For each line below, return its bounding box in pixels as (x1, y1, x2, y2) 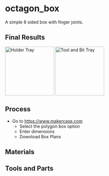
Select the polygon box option (19, 123, 80, 129)
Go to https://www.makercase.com (12, 118, 83, 124)
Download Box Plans (19, 133, 61, 139)
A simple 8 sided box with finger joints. (5, 19, 84, 25)
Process (5, 105, 31, 113)
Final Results (5, 33, 45, 42)
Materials (5, 148, 35, 156)
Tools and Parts (5, 164, 54, 173)
